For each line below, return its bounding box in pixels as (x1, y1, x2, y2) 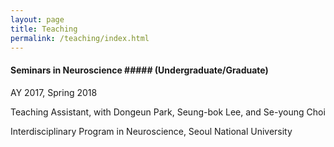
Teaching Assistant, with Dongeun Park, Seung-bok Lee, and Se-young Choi (10, 106, 326, 118)
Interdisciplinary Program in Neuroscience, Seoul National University (10, 125, 293, 137)
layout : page (10, 14, 65, 25)
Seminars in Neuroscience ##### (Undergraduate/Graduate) (10, 64, 269, 76)
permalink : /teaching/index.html (10, 33, 150, 43)
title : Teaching (10, 24, 78, 34)
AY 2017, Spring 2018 (10, 86, 98, 98)
